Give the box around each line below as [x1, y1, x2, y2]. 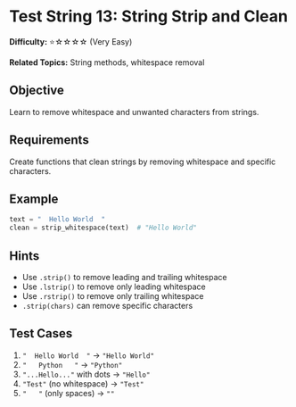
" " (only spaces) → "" [21, 387, 115, 398]
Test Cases [9, 326, 73, 341]
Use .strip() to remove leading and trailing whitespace [21, 271, 227, 282]
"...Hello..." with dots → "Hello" [21, 369, 151, 379]
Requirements [9, 132, 89, 148]
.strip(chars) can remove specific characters [21, 300, 193, 311]
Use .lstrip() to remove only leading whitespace [21, 281, 207, 292]
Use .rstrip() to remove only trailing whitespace [21, 290, 204, 301]
